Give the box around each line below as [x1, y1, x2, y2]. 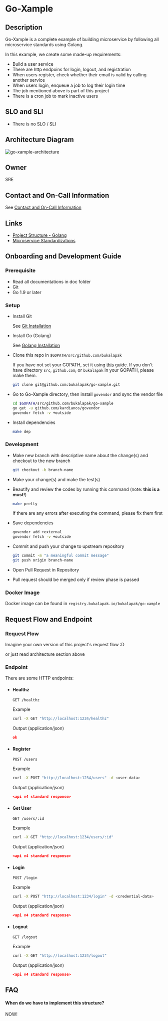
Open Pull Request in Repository [12, 566, 79, 572]
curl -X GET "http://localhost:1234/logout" [12, 953, 107, 958]
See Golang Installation [12, 342, 60, 349]
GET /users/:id [12, 816, 44, 821]
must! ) [12, 491, 27, 497]
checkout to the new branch [12, 458, 71, 464]
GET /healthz [12, 698, 40, 703]
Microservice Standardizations [12, 238, 76, 244]
